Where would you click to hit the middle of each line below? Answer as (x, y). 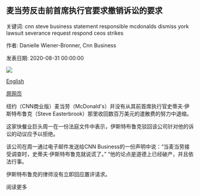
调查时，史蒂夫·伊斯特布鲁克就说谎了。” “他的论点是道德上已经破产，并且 (100, 154)
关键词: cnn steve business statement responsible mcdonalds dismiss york (98, 26)
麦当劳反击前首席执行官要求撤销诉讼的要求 (84, 11)
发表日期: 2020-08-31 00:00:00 (45, 58)
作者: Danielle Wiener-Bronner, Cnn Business (61, 45)
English (15, 81)
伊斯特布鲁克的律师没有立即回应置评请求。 (58, 174)
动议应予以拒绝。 (37, 134)
